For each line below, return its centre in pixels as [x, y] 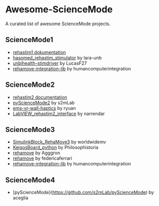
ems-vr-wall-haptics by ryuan [44, 108]
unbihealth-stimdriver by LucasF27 [50, 63]
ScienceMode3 [30, 129]
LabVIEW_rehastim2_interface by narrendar [59, 114]
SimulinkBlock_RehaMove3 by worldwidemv [59, 142]
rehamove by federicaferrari [43, 158]
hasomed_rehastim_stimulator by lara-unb [57, 58]
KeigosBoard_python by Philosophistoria [55, 147]
